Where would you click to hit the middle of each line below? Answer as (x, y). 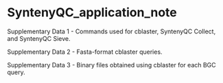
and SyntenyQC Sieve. (39, 38)
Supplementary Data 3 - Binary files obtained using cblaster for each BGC (111, 65)
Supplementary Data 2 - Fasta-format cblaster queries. (85, 52)
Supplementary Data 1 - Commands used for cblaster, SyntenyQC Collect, (111, 31)
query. (16, 72)
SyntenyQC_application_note (92, 13)
